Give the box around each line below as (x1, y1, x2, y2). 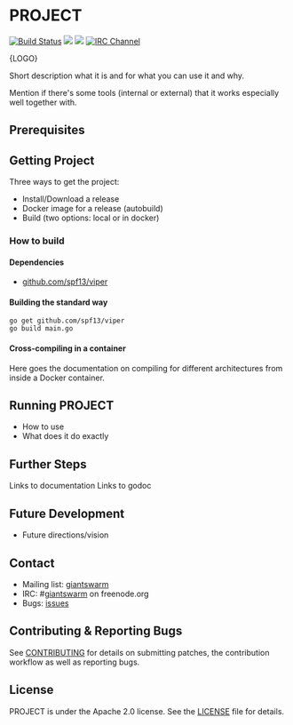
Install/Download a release (21, 194, 120, 204)
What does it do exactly (21, 431, 109, 442)
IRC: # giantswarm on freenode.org (21, 588, 149, 599)
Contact (9, 555, 55, 570)
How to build (9, 235, 65, 247)
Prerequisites (9, 123, 85, 138)
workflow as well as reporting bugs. (9, 657, 140, 667)
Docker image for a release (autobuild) (21, 203, 164, 214)
